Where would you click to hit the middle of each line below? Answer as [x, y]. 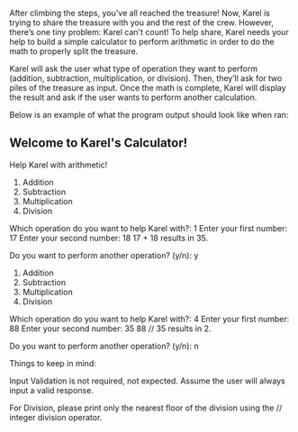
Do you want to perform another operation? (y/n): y [104, 255]
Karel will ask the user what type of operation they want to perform [134, 68]
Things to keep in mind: [53, 363]
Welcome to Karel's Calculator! [99, 143]
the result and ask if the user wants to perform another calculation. [133, 97]
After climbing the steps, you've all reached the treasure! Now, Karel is [140, 13]
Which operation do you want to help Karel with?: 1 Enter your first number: [149, 228]
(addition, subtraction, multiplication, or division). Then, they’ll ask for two [146, 78]
